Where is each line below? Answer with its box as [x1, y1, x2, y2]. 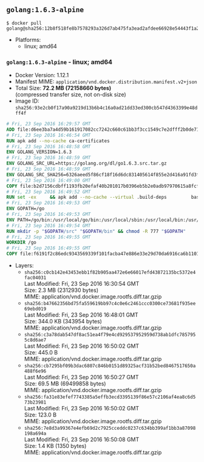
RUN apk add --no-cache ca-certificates [6, 137, 110, 144]
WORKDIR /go [6, 240, 36, 246]
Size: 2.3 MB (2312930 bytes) [24, 286, 99, 294]
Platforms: [15, 36, 41, 43]
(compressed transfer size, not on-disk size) [15, 91, 126, 98]
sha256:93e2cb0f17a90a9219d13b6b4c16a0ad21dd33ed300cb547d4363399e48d [15, 105, 198, 111]
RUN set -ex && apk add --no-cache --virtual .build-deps [6, 195, 167, 201]
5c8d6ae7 [24, 337, 47, 343]
